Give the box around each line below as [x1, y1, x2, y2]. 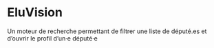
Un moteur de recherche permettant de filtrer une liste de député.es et [7, 27, 207, 35]
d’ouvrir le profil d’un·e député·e [7, 34, 98, 42]
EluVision [7, 5, 63, 20]
